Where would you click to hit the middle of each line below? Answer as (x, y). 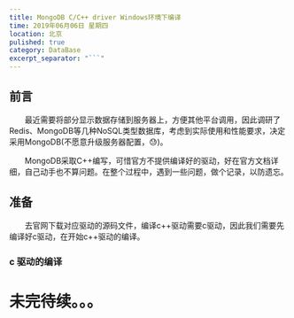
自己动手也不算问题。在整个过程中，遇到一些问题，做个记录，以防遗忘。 (156, 171)
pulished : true (37, 42)
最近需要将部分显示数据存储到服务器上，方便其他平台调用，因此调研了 (153, 120)
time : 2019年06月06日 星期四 (59, 26)
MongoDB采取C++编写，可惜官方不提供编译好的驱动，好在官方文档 (148, 160)
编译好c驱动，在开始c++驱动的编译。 (77, 237)
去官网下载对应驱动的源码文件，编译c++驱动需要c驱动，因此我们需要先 (155, 225)
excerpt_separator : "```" (57, 58)
